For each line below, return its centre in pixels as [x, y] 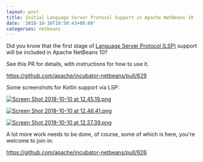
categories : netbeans [34, 29]
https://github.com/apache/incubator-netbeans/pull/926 [77, 152]
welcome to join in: [30, 141]
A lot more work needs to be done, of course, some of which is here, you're [101, 134]
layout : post [23, 12]
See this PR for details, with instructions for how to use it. [78, 64]
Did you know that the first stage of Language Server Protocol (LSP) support [102, 46]
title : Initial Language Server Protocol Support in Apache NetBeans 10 [100, 18]
